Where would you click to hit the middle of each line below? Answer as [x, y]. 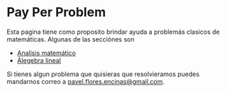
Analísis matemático [46, 53]
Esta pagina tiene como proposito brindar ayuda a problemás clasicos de [113, 32]
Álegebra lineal [39, 60]
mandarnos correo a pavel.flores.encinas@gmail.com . [85, 81]
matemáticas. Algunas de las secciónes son [71, 39]
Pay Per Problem [56, 12]
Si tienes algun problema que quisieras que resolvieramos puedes [103, 74]
